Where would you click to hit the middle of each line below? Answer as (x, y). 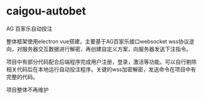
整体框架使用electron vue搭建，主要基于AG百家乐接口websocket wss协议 (98, 41)
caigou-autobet (46, 11)
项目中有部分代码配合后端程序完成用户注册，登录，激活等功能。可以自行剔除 (101, 62)
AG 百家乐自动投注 (29, 28)
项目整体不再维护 (27, 89)
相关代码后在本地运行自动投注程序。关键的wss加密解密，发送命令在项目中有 (101, 69)
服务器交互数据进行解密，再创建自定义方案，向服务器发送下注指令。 (107, 49)
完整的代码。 (22, 77)
